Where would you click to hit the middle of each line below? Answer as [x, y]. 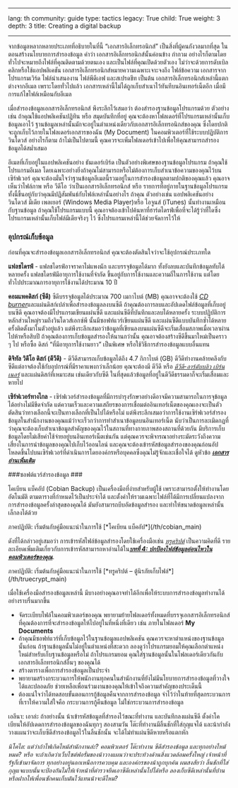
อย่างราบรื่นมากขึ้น [29, 601]
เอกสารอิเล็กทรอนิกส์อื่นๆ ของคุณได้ [59, 663]
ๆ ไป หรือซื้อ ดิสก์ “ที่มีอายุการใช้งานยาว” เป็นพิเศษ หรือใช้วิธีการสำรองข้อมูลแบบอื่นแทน [109, 344]
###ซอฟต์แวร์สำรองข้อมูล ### [46, 475]
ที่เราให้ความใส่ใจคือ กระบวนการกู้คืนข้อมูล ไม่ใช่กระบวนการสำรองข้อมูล [101, 702]
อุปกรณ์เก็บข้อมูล [31, 237]
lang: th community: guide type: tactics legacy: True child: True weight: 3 [114, 18]
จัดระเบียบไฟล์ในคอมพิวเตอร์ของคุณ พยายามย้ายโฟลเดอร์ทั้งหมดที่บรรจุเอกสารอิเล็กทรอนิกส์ [124, 615]
